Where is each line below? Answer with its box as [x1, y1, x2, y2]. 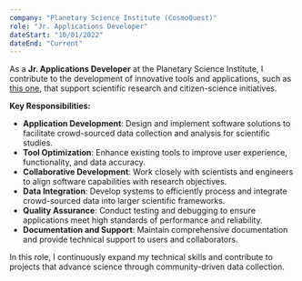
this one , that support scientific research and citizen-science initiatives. [9, 83, 277, 94]
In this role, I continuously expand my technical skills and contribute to [9, 252, 273, 263]
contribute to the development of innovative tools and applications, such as [9, 74, 292, 85]
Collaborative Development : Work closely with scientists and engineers [22, 166, 294, 177]
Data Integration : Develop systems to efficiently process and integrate [22, 186, 288, 196]
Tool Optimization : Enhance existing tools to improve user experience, [22, 147, 288, 158]
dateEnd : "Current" [9, 38, 84, 48]
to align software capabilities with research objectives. [22, 176, 227, 187]
